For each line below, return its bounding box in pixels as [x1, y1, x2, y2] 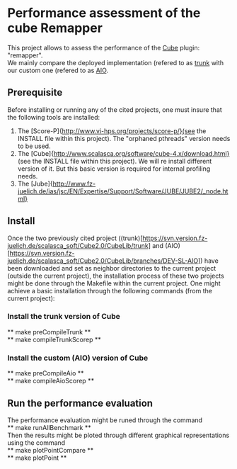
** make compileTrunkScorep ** [7, 335, 101, 344]
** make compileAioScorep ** [7, 377, 94, 385]
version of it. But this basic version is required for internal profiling [17, 164, 211, 173]
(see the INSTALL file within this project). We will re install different [17, 157, 212, 165]
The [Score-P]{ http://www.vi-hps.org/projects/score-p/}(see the [17, 126, 207, 135]
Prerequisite [7, 86, 63, 98]
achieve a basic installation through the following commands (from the [7, 286, 212, 295]
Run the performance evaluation [7, 397, 154, 409]
